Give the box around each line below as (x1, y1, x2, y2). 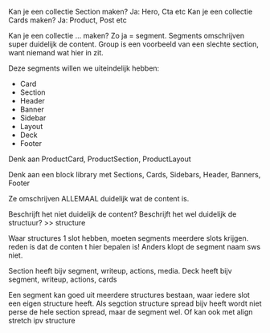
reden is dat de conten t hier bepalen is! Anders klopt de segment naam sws (8, 242, 261, 251)
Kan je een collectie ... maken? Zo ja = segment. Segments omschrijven (8, 31, 245, 40)
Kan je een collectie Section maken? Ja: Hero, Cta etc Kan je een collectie (8, 7, 253, 16)
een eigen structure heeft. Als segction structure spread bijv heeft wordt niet (8, 298, 262, 308)
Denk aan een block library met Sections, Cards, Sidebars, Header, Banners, (8, 170, 261, 179)
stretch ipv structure (8, 316, 76, 325)
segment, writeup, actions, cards (8, 274, 117, 284)
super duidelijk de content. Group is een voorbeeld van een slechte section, (8, 39, 260, 49)
